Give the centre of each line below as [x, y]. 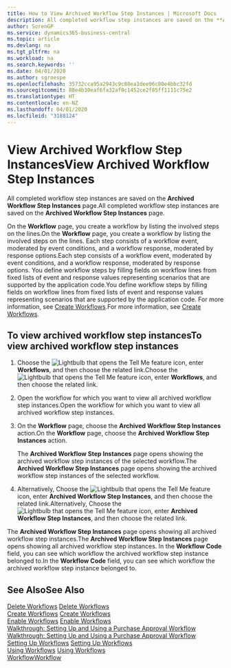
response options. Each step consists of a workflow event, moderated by [110, 255]
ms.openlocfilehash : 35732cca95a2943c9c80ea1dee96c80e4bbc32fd [100, 84]
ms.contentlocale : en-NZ [43, 103]
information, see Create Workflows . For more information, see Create [104, 306]
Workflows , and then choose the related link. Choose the [97, 370]
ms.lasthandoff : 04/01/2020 [47, 109]
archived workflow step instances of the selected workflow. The [107, 461]
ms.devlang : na [29, 45]
